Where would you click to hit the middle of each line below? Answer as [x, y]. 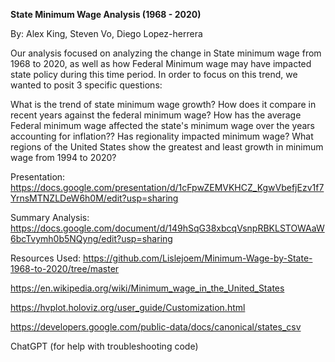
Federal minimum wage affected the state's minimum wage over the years [162, 125]
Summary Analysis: [50, 217]
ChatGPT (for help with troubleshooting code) [104, 346]
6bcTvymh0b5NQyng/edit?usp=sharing [91, 238]
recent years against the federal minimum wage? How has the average [156, 115]
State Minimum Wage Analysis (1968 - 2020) [106, 14]
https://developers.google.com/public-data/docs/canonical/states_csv [156, 327]
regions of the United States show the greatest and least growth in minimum [167, 147]
